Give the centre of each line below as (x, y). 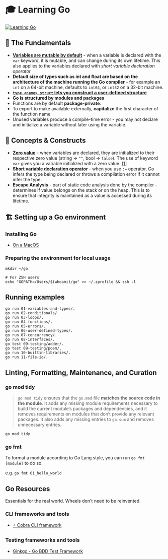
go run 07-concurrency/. (31, 335)
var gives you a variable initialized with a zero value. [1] (70, 163)
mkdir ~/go (17, 268)
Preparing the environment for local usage (58, 258)
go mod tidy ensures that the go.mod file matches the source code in (89, 398)
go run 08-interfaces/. (30, 340)
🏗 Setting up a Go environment (56, 217)
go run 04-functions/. (29, 322)
